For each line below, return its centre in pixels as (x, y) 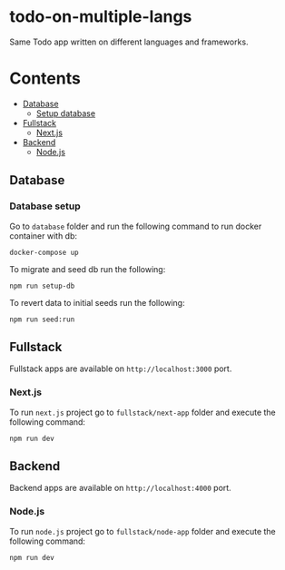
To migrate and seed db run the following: (88, 269)
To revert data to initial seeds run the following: (97, 302)
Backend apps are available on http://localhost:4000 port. (120, 488)
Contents (45, 79)
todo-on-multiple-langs (101, 17)
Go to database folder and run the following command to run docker (136, 226)
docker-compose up (44, 252)
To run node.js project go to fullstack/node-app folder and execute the (143, 531)
